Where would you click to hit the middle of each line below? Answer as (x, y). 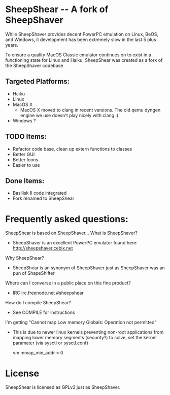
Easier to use (26, 165)
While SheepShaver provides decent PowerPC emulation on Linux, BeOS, (82, 34)
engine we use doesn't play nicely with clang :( (69, 115)
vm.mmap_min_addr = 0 (38, 353)
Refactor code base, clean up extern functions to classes (72, 149)
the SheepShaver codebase (34, 65)
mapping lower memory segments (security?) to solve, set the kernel (84, 338)
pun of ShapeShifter (33, 273)
